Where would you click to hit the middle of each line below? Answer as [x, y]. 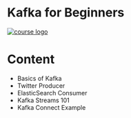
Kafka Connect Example [51, 107]
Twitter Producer [41, 85]
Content [31, 59]
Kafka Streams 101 [43, 100]
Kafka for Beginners [66, 13]
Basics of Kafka [39, 78]
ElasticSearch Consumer [52, 93]
